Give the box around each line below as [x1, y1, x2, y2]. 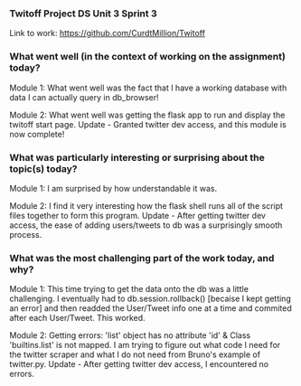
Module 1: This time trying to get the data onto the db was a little [9, 284, 249, 295]
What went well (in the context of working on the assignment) [9, 51, 287, 63]
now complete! [9, 128, 65, 139]
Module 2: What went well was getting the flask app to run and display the [9, 109, 286, 120]
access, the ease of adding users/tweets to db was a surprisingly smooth [9, 220, 283, 231]
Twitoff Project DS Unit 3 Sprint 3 [9, 7, 157, 20]
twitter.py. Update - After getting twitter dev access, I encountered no [9, 359, 269, 370]
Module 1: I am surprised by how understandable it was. [9, 183, 218, 193]
